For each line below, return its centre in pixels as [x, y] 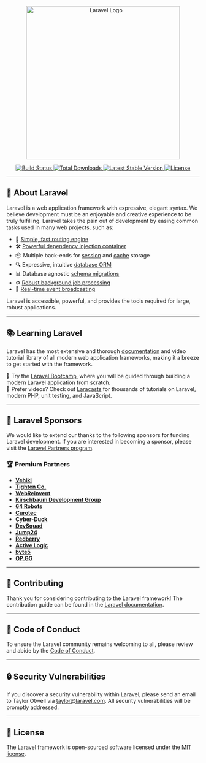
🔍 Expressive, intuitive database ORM [63, 264]
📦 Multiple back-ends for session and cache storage [82, 255]
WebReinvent [33, 493]
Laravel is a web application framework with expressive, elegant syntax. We [102, 208]
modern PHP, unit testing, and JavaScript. [59, 395]
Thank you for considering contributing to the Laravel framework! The [94, 598]
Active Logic [32, 545]
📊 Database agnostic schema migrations [67, 273]
